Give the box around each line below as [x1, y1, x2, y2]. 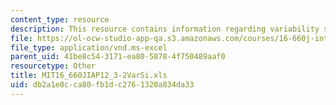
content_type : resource [10, 14, 110, 25]
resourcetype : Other [10, 61, 97, 71]
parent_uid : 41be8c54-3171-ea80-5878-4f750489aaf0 [10, 52, 226, 62]
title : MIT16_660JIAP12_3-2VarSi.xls [10, 71, 168, 81]
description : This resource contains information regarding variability [10, 24, 320, 34]
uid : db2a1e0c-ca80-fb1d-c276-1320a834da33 [10, 80, 195, 90]
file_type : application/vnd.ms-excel [10, 42, 168, 53]
